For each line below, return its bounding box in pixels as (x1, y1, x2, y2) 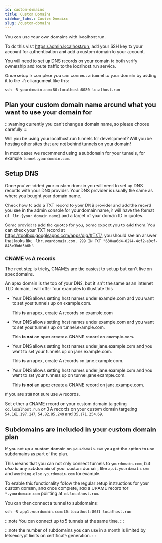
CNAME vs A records (5, 255, 56, 262)
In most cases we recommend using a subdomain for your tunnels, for (5, 150, 145, 156)
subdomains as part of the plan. (5, 451, 69, 457)
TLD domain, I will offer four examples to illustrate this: (5, 286, 114, 292)
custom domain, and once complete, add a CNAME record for (5, 485, 129, 491)
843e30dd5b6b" (5, 243, 34, 248)
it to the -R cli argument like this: (5, 78, 69, 84)
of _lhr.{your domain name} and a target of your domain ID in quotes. (5, 212, 144, 218)
